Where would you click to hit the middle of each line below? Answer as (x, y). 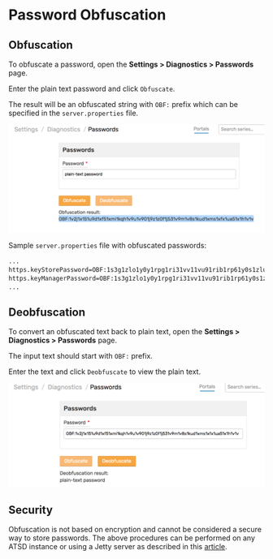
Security (30, 510)
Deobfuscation (47, 312)
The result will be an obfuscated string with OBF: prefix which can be (123, 104)
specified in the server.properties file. (74, 113)
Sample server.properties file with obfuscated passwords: (108, 246)
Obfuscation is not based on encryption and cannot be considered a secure (135, 530)
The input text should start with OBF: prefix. (80, 356)
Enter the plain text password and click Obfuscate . (92, 88)
